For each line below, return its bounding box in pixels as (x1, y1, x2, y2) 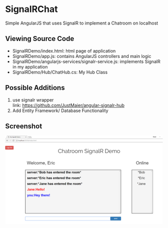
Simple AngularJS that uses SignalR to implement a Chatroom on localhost (5, 20, 158, 26)
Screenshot (5, 121, 42, 130)
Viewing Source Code (5, 34, 74, 43)
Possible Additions (5, 83, 65, 92)
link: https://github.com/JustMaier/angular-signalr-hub (12, 102, 125, 108)
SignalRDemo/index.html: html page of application (12, 47, 116, 53)
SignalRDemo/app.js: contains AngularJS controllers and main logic (12, 53, 151, 59)
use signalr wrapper (12, 96, 54, 103)
